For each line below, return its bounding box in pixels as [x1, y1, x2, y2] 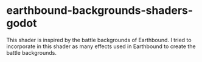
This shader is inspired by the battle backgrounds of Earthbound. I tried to [6, 36, 192, 43]
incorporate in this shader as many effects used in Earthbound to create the [6, 43, 196, 50]
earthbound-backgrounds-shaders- [6, 4, 193, 17]
